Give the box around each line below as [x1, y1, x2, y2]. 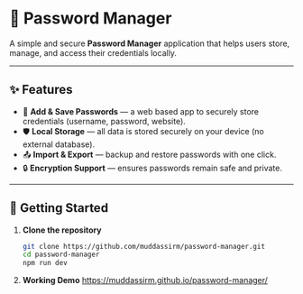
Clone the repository [22, 225, 102, 235]
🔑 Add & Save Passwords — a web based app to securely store [22, 106, 260, 116]
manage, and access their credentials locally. [9, 47, 178, 58]
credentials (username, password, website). [22, 115, 187, 126]
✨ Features [9, 82, 73, 97]
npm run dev [22, 259, 68, 268]
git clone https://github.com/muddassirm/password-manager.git [22, 242, 266, 251]
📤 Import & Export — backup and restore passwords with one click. [22, 149, 277, 160]
